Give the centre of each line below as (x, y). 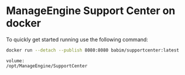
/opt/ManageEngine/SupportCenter (47, 66)
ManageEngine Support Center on (91, 11)
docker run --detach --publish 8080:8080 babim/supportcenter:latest (93, 50)
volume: (16, 61)
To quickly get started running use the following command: (77, 39)
